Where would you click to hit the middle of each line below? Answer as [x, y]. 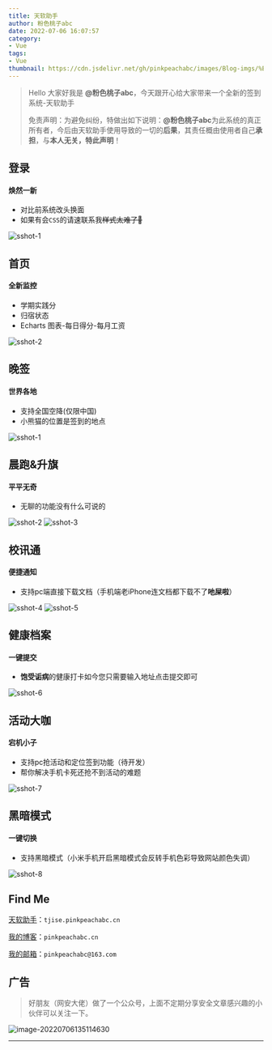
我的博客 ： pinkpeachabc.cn [53, 937]
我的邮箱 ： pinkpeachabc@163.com [63, 954]
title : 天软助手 [33, 16]
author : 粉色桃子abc [40, 23]
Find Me [29, 899]
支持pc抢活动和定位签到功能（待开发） [85, 762]
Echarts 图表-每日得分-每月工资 [72, 325]
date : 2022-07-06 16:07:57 [54, 31]
